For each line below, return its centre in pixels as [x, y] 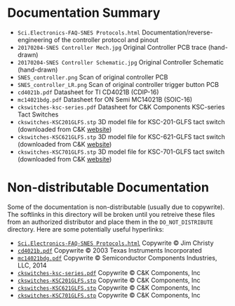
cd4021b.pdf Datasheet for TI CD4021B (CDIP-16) [88, 92]
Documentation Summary [84, 13]
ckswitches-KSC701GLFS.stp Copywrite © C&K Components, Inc [109, 295]
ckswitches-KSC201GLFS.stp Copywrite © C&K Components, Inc [109, 280]
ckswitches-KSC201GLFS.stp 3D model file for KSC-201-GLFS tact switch [121, 121]
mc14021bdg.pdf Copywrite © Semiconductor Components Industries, [117, 258]
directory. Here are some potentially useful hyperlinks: [86, 229]
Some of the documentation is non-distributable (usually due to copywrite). [116, 207]
